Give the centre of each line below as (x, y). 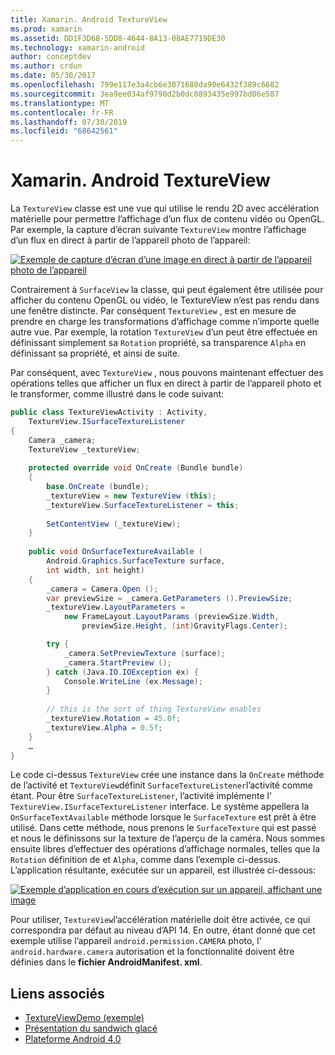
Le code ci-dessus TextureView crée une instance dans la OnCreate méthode (167, 775)
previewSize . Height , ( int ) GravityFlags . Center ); (184, 626)
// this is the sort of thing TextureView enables (154, 709)
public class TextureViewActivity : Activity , (109, 412)
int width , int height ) (95, 570)
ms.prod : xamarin (46, 29)
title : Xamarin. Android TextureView (89, 19)
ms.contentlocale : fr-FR (62, 112)
